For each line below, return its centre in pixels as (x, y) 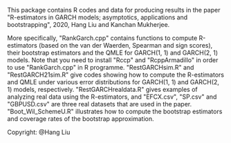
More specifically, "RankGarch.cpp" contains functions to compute (102, 38)
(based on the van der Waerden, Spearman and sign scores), (126, 45)
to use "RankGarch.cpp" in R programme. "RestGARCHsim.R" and (101, 67)
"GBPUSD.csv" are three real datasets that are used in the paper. (100, 104)
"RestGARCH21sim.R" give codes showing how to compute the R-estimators (116, 75)
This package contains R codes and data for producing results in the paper (114, 10)
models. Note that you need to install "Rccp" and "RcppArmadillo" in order (113, 60)
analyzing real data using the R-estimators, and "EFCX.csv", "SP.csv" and (112, 97)
